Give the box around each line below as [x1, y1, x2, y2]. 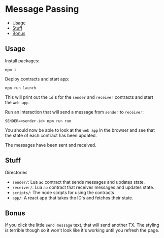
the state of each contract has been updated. [5, 132, 97, 138]
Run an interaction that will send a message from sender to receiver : [5, 109, 144, 115]
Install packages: [5, 58, 39, 64]
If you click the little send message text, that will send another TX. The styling [5, 222, 160, 228]
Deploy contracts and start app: [5, 76, 69, 82]
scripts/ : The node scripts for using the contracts [12, 189, 114, 196]
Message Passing [5, 3, 79, 15]
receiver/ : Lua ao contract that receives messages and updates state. [12, 184, 154, 190]
